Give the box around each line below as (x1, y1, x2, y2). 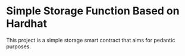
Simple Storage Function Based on (6, 4, 180, 18)
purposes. (6, 43, 32, 50)
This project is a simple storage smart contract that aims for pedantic (6, 36, 175, 43)
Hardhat (6, 17, 48, 30)
